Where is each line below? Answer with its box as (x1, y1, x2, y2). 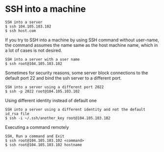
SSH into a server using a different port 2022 (5, 85, 104, 90)
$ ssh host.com (5, 28, 36, 33)
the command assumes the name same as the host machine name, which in (5, 42, 158, 48)
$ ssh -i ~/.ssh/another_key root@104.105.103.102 (5, 116, 111, 121)
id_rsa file (5, 111, 29, 116)
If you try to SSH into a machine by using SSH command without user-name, (5, 37, 159, 43)
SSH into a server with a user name (5, 57, 80, 62)
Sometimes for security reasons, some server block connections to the (5, 70, 148, 76)
